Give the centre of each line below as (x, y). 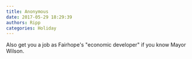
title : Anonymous (27, 12)
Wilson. (15, 51)
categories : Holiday (32, 28)
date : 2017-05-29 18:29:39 (39, 17)
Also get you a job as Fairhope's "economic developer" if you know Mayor (96, 45)
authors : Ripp (24, 22)
